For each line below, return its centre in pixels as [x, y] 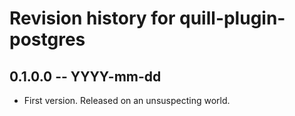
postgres [47, 39]
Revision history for [92, 18]
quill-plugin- [232, 18]
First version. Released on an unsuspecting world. [127, 100]
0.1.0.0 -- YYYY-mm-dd [85, 76]
